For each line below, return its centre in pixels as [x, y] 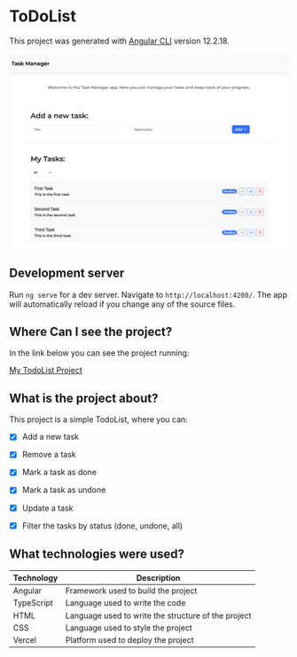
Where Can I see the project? [91, 332]
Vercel [25, 640]
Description [158, 577]
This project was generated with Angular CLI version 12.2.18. [120, 41]
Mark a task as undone [64, 490]
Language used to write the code [125, 603]
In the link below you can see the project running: [99, 353]
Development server [67, 274]
